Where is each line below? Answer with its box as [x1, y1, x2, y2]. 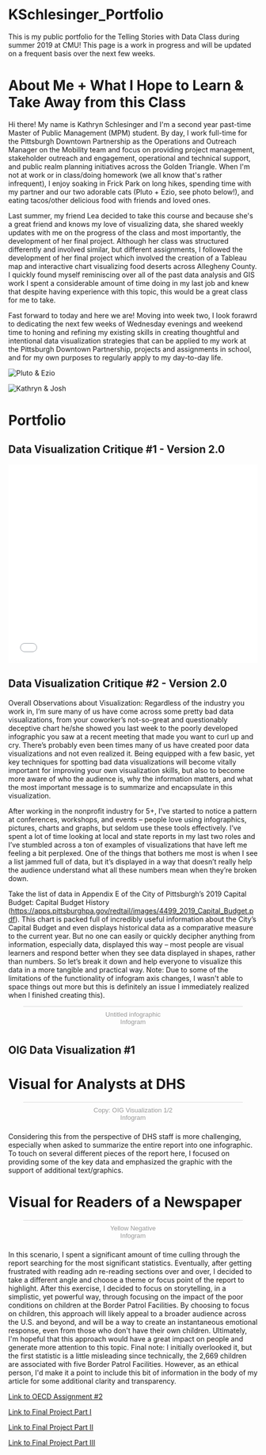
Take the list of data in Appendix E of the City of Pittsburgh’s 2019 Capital [8, 889, 247, 899]
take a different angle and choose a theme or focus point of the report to [8, 1275, 245, 1284]
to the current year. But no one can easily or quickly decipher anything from [8, 931, 256, 941]
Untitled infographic [105, 1010, 161, 1018]
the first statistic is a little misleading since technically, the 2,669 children [8, 1351, 247, 1361]
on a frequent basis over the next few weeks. [8, 48, 156, 58]
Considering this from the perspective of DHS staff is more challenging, [8, 1132, 241, 1141]
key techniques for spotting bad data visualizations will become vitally [8, 756, 237, 767]
